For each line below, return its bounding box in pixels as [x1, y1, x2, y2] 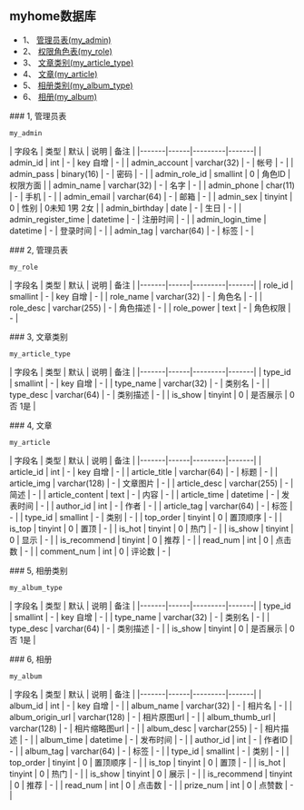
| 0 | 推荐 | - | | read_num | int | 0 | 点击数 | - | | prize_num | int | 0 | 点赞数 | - [9, 779, 294, 790]
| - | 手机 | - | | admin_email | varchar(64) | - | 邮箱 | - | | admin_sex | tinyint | [9, 191, 293, 202]
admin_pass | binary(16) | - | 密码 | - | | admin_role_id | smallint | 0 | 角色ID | [9, 168, 291, 179]
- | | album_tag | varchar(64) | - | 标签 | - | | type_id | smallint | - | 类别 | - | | [9, 746, 289, 756]
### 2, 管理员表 [9, 244, 69, 255]
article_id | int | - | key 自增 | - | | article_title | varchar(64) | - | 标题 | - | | [9, 466, 279, 477]
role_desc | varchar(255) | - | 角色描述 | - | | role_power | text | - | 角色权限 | [9, 302, 291, 313]
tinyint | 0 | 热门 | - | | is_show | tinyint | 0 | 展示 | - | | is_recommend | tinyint [9, 768, 293, 779]
